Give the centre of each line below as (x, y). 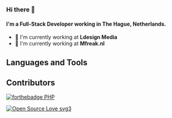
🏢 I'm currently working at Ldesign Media (66, 37)
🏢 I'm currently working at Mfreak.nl (60, 44)
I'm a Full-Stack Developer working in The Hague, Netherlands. (86, 24)
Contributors (31, 82)
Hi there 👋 (21, 10)
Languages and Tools (47, 62)
